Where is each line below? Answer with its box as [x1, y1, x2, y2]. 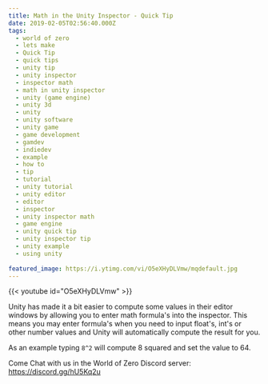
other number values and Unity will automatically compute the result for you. [8, 327, 261, 337]
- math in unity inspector [15, 86, 106, 94]
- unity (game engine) [15, 94, 91, 102]
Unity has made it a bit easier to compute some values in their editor [8, 302, 234, 312]
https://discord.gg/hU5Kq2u [8, 367, 102, 377]
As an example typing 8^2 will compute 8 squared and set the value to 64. [8, 343, 251, 353]
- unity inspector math [15, 213, 94, 221]
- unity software [15, 116, 74, 124]
